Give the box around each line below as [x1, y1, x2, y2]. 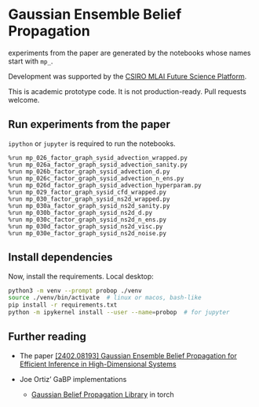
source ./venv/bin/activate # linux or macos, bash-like [8, 294, 202, 302]
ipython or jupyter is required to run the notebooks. [8, 139, 176, 148]
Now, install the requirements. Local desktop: [8, 271, 155, 281]
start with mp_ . [8, 56, 53, 66]
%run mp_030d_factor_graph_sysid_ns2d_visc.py [8, 222, 163, 231]
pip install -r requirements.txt [8, 301, 118, 309]
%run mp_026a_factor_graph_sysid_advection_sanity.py [8, 161, 188, 169]
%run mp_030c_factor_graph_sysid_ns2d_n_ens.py [8, 216, 167, 223]
